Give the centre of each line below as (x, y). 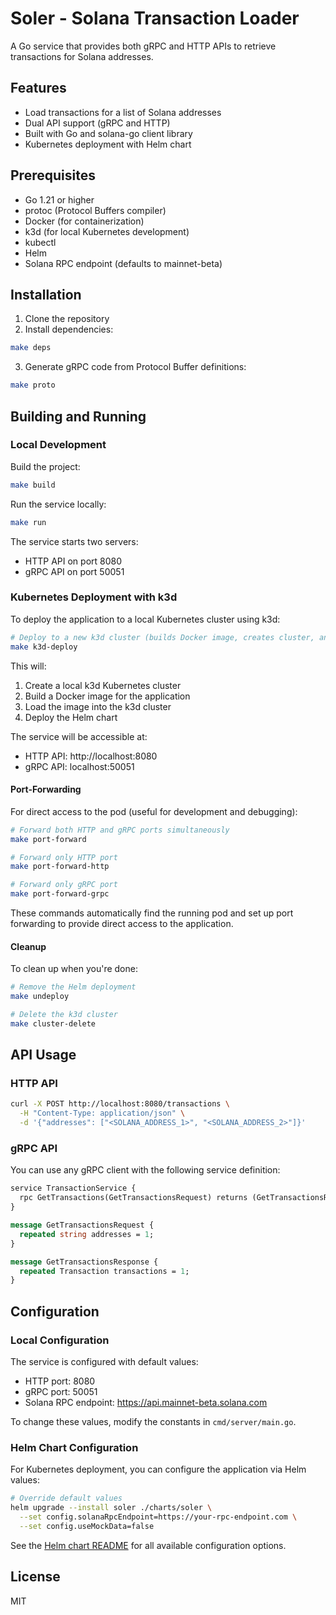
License (35, 1577)
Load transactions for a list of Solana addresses (123, 112)
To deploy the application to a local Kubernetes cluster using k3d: (145, 619)
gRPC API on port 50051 (74, 571)
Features (38, 88)
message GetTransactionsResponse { (84, 1262)
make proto (33, 385)
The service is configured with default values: (104, 1361)
